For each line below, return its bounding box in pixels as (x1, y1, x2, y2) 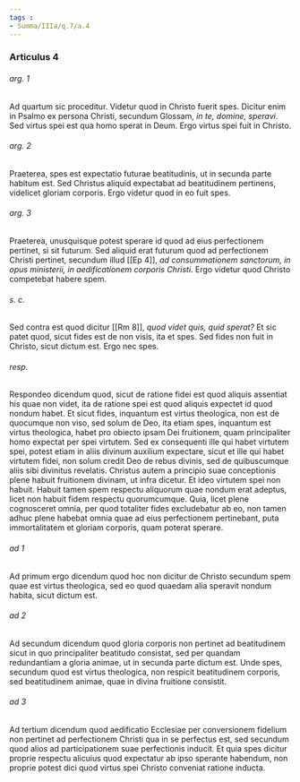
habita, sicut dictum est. (9, 589, 99, 600)
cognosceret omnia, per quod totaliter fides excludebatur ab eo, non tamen (9, 503, 287, 514)
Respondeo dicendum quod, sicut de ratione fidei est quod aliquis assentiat (9, 389, 288, 400)
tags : (9, 13, 34, 22)
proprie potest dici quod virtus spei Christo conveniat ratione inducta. (9, 762, 266, 773)
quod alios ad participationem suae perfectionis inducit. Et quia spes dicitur (9, 743, 287, 754)
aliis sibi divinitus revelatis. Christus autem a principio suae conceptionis (9, 465, 276, 476)
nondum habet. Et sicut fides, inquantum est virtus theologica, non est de (9, 408, 280, 419)
